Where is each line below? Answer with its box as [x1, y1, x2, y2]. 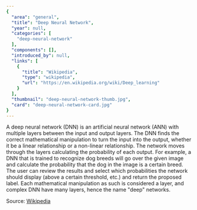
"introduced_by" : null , [11, 52, 70, 58]
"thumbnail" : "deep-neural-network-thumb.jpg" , [11, 96, 131, 102]
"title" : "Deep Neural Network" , [11, 19, 94, 25]
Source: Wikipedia [6, 198, 51, 205]
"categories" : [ [11, 31, 51, 37]
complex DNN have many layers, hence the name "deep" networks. [6, 186, 170, 193]
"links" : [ [11, 58, 38, 64]
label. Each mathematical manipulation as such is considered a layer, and [6, 180, 185, 187]
